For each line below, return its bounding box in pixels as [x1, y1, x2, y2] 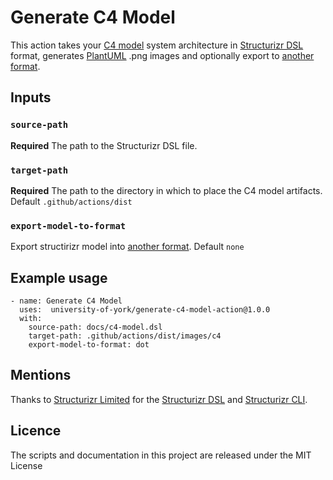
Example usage [10, 269, 108, 286]
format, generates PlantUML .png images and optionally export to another [10, 49, 315, 61]
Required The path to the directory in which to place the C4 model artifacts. [10, 184, 323, 196]
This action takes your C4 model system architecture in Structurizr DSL [10, 39, 304, 51]
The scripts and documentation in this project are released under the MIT [10, 449, 312, 461]
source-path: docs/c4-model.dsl [28, 322, 163, 333]
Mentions [10, 367, 72, 384]
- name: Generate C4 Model [10, 296, 123, 306]
